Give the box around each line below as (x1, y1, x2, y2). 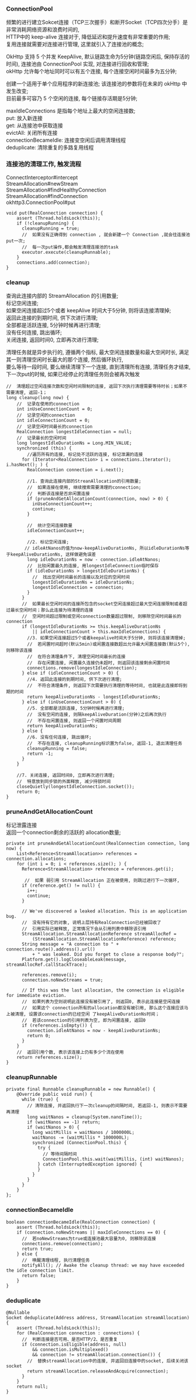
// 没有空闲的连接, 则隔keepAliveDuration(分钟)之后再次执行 (27, 711, 167, 717)
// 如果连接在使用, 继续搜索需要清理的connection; (27, 484, 142, 490)
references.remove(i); (21, 972, 77, 978)
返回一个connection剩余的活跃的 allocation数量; (6, 829, 121, 836)
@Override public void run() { (16, 1092, 93, 1098)
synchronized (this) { (16, 445, 72, 451)
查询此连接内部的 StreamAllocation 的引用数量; (6, 292, 119, 299)
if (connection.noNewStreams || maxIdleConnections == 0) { (16, 1229, 166, 1235)
